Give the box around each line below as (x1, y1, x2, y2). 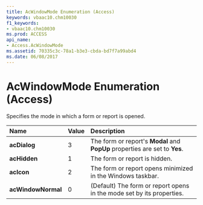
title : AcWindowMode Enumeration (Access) (6, 8, 115, 15)
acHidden (9, 154, 38, 163)
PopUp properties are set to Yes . (90, 144, 184, 153)
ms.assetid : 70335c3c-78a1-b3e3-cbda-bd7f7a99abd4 (6, 48, 137, 54)
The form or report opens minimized (90, 164, 193, 172)
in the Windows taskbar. (90, 171, 159, 180)
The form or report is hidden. (90, 154, 172, 163)
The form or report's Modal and (90, 137, 181, 145)
